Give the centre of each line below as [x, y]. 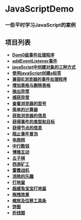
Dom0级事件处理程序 [33, 55]
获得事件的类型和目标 [33, 121]
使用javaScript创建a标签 [37, 73]
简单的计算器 [25, 109]
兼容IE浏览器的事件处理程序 [40, 79]
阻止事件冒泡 [25, 134]
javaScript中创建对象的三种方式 [44, 67]
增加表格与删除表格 [31, 85]
